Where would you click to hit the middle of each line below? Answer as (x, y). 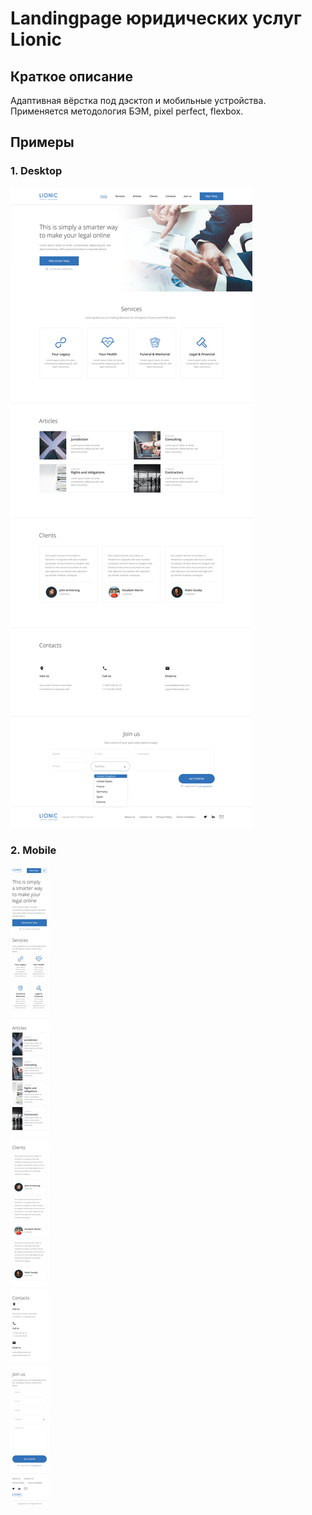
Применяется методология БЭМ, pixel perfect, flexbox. (127, 111)
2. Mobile (33, 850)
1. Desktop (36, 171)
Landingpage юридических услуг (156, 18)
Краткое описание (71, 76)
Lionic (36, 39)
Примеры (42, 142)
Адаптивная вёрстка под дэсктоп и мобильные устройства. (138, 100)
